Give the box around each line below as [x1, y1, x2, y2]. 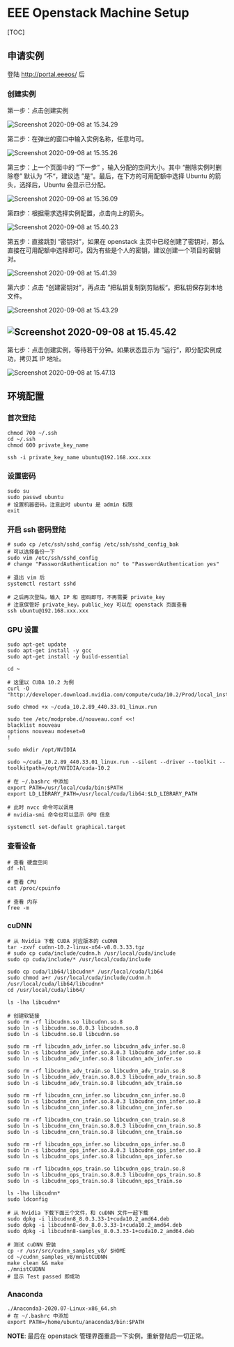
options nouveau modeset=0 [7, 728, 86, 735]
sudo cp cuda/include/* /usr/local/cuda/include [7, 956, 151, 963]
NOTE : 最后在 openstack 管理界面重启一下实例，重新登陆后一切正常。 [7, 1332, 208, 1340]
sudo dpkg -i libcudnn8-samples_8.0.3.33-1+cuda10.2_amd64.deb [7, 1228, 195, 1235]
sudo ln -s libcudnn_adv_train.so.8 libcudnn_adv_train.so [7, 1080, 182, 1087]
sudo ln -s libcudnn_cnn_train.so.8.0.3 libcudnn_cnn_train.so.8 [7, 1123, 201, 1130]
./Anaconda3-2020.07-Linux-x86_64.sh [7, 1305, 117, 1312]
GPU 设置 [7, 625, 39, 635]
